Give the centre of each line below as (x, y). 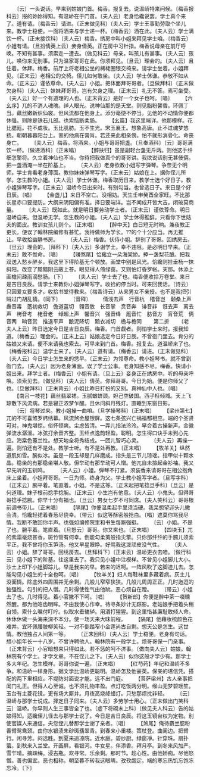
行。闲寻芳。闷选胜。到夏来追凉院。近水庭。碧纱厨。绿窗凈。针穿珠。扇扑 (97, 738)
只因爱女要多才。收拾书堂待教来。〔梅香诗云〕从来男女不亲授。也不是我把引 (99, 291)
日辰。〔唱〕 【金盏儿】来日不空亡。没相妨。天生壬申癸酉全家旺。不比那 (98, 195)
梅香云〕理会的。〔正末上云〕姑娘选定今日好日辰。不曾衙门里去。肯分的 (106, 336)
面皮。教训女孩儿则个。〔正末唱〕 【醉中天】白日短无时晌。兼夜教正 (103, 224)
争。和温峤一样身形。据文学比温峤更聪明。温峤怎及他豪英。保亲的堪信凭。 (97, 671)
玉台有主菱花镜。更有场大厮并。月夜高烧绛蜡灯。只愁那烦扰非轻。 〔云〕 (99, 693)
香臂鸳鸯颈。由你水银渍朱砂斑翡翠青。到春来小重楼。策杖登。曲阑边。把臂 (97, 731)
